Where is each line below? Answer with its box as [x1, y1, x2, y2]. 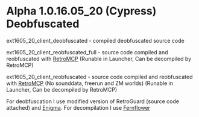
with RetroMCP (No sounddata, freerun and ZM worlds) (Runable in [6, 80, 174, 87]
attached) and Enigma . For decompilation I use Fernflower [6, 104, 151, 111]
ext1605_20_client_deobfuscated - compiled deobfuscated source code [6, 37, 185, 44]
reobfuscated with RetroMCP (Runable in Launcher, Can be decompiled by [6, 55, 192, 62]
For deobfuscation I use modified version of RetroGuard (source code [6, 98, 180, 105]
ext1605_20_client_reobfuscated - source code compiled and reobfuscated [6, 73, 193, 80]
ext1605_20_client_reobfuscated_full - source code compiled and [6, 48, 168, 55]
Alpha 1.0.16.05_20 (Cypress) [6, 4, 157, 18]
